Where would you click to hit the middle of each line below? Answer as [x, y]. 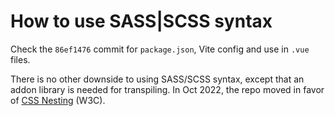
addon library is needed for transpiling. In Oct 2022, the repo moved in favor [167, 89]
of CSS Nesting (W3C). [58, 100]
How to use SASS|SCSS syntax [141, 21]
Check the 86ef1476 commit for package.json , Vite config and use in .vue [160, 49]
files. [20, 59]
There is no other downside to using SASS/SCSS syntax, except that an [157, 79]
